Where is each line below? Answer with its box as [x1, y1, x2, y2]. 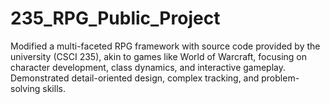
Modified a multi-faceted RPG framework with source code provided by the [10, 40, 321, 52]
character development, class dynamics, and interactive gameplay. [10, 61, 287, 73]
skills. [42, 82, 66, 94]
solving [10, 82, 41, 94]
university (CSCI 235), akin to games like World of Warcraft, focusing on [10, 50, 308, 62]
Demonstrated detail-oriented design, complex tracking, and [10, 72, 260, 84]
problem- [261, 72, 300, 84]
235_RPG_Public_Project [10, 7, 221, 30]
